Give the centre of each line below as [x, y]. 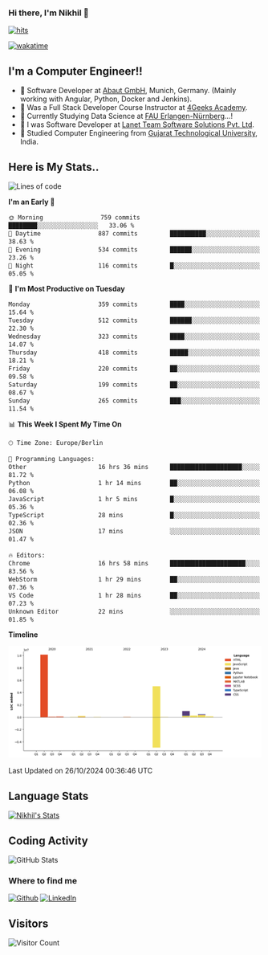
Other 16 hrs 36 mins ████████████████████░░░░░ [134, 467]
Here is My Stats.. [54, 167]
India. [29, 142]
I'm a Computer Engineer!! [75, 71]
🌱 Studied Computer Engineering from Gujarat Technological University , [139, 133]
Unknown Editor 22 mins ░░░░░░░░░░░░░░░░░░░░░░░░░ [134, 611]
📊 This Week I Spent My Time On [65, 424]
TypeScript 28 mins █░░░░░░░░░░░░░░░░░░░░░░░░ [134, 515]
